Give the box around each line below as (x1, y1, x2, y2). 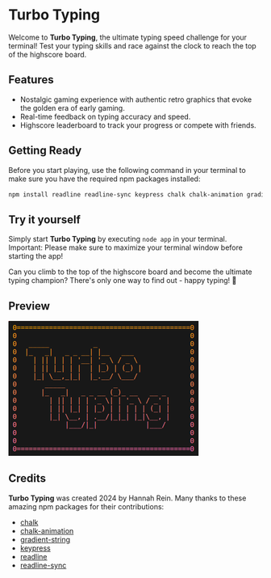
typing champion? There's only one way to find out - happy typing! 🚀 (8, 276, 237, 285)
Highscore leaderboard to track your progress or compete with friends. (19, 120, 256, 130)
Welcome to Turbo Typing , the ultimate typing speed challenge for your (8, 32, 248, 42)
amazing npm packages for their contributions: (8, 501, 165, 511)
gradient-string (19, 534, 71, 544)
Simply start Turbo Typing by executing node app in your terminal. (8, 234, 227, 244)
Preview (8, 299, 51, 313)
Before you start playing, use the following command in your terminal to (8, 165, 246, 175)
